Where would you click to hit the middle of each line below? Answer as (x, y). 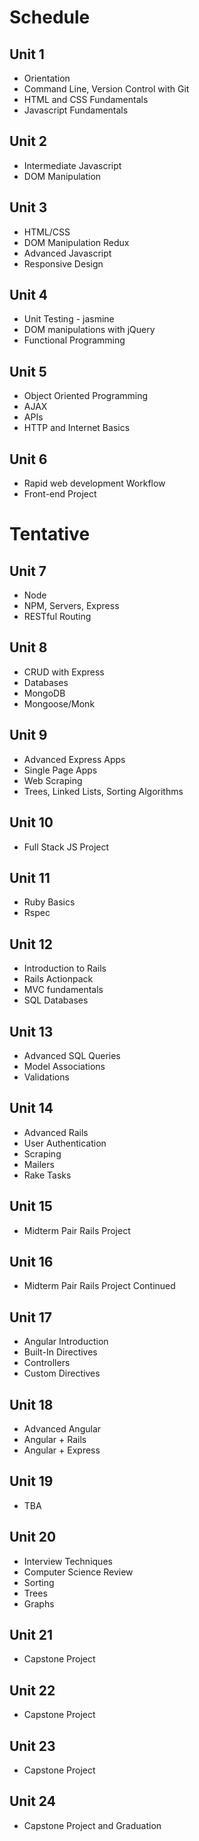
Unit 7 (28, 571)
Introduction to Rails (65, 968)
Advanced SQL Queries (72, 1055)
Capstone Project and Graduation (92, 1825)
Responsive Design (63, 263)
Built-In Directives (60, 1352)
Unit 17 (31, 1317)
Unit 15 (31, 1206)
